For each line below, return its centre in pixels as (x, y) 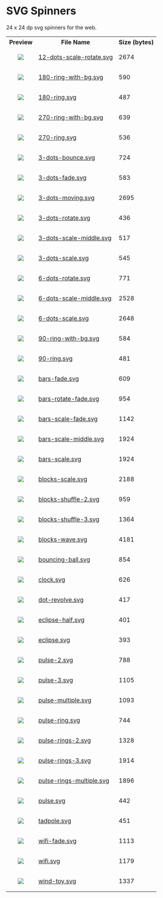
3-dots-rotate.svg (64, 217)
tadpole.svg (55, 821)
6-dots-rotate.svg (64, 278)
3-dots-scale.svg (64, 258)
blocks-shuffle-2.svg (69, 499)
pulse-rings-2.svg (65, 740)
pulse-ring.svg (59, 720)
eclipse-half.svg (62, 619)
